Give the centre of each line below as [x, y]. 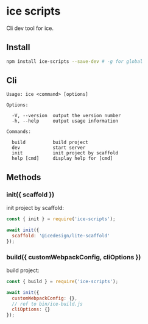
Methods [24, 177]
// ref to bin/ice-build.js [48, 304]
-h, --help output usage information [65, 121]
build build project [50, 142]
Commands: [19, 132]
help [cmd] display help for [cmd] [62, 159]
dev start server [49, 148]
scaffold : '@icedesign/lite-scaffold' [61, 236]
